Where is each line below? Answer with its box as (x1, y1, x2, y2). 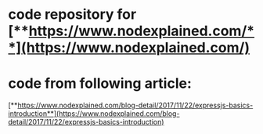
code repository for (8, 5, 137, 24)
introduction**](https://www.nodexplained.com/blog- (8, 109, 180, 118)
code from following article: (8, 74, 192, 92)
